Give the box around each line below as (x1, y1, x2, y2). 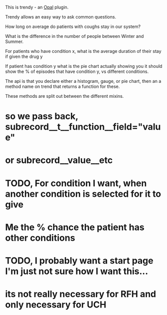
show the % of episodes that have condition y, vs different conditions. (5, 68, 149, 74)
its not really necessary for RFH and (5, 289, 156, 300)
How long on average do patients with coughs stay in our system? (5, 23, 141, 29)
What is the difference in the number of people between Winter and (5, 33, 144, 39)
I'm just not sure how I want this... (5, 266, 149, 277)
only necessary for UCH (5, 299, 107, 311)
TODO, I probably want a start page (5, 255, 154, 266)
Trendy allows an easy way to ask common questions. (5, 14, 116, 19)
